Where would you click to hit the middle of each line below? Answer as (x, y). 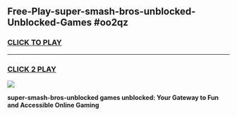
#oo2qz (111, 23)
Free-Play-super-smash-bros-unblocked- (102, 12)
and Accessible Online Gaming (53, 105)
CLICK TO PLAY (35, 43)
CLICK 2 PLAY (32, 69)
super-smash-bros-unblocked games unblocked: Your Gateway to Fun (113, 97)
